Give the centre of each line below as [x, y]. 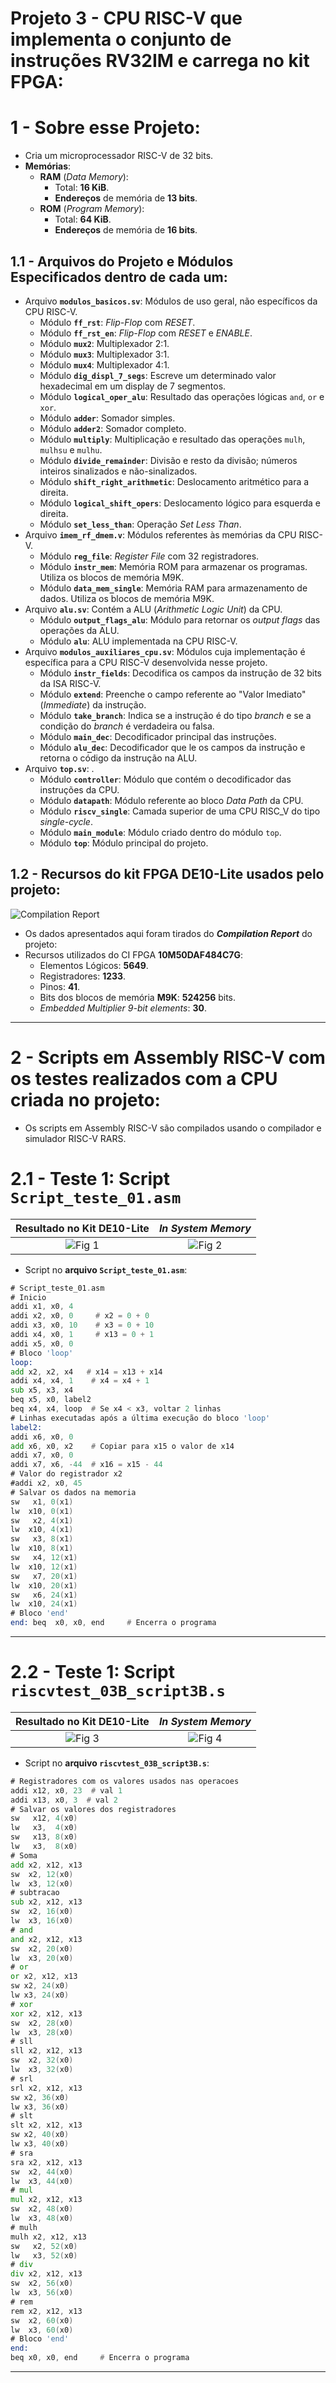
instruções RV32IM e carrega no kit [160, 61]
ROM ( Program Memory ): [92, 209]
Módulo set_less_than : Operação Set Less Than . [140, 524]
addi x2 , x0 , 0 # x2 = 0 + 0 [80, 1316]
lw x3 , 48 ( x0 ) [42, 2218]
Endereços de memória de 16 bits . [126, 230]
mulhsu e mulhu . [71, 449]
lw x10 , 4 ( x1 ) [42, 1530]
